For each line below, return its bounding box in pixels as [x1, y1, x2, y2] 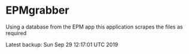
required [5, 29, 27, 36]
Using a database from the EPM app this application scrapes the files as [5, 23, 183, 30]
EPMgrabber [5, 4, 69, 17]
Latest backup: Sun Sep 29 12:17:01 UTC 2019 [5, 41, 118, 48]
